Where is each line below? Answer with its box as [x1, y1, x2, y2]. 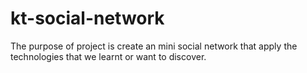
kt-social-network [10, 7, 165, 30]
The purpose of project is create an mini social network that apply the [10, 40, 298, 52]
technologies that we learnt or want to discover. [10, 50, 207, 62]
